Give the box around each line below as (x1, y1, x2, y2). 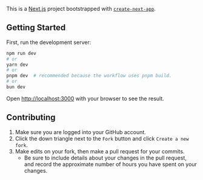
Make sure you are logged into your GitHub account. (15, 128, 147, 135)
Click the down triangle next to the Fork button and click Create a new (15, 135, 189, 142)
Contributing (6, 112, 56, 123)
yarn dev (6, 62, 28, 68)
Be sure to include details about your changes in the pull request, (24, 154, 187, 161)
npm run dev (6, 50, 36, 56)
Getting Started (6, 22, 66, 33)
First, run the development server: (6, 39, 92, 46)
